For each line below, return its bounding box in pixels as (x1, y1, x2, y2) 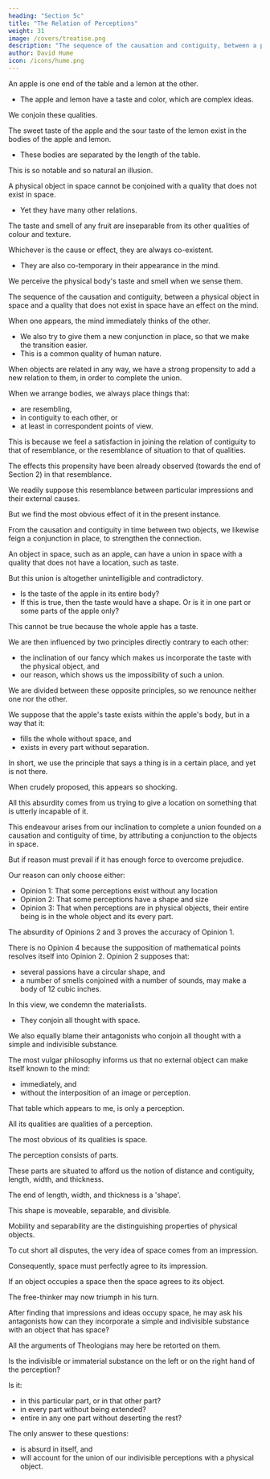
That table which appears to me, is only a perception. (8, 1103, 185, 1112)
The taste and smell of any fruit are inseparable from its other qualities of (8, 221, 251, 230)
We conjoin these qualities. (8, 110, 98, 119)
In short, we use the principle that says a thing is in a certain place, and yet (8, 758, 256, 768)
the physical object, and (19, 661, 100, 671)
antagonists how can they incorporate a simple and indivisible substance (8, 1316, 250, 1326)
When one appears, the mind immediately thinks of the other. (8, 316, 211, 325)
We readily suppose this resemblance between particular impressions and (8, 485, 254, 495)
